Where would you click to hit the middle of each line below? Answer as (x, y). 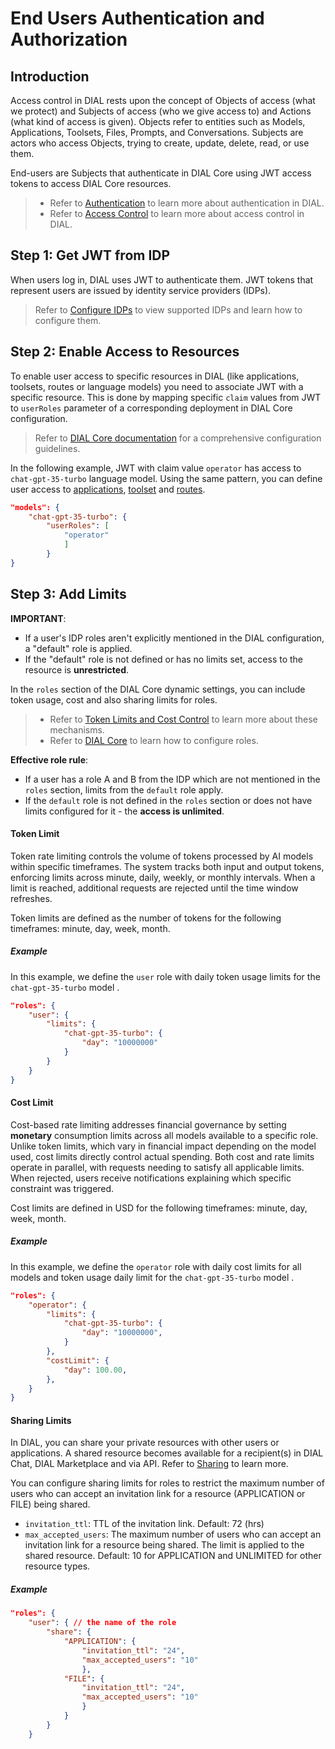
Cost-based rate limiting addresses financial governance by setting (148, 1124)
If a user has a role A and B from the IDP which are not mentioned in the (172, 779)
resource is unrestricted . (77, 669)
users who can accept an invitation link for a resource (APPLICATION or (158, 1494)
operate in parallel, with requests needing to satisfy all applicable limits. (157, 1167)
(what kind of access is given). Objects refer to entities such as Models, (158, 121)
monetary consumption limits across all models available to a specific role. (164, 1135)
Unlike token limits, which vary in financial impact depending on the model (163, 1146)
